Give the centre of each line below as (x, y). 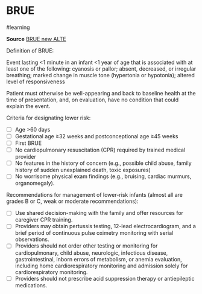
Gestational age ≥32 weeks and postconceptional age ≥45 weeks (96, 136)
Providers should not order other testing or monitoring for (86, 246)
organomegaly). (35, 183)
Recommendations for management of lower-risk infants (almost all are (94, 195)
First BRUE (28, 143)
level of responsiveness (36, 81)
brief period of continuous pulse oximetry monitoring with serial (94, 233)
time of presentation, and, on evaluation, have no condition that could (93, 100)
